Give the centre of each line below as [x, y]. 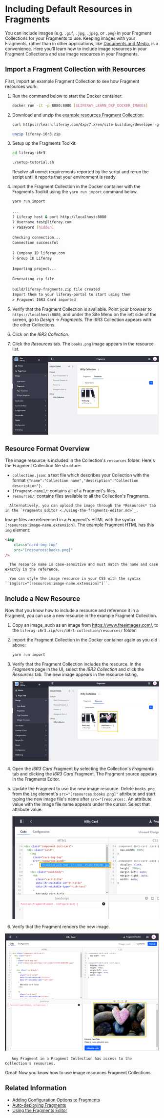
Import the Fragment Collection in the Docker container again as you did [85, 640]
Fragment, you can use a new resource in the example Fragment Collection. [81, 616]
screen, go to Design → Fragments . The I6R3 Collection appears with [82, 319]
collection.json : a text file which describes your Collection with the [81, 475]
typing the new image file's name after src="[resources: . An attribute [82, 799]
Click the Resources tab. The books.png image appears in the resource [83, 344]
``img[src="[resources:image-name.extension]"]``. [58, 584]
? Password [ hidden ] [33, 227]
